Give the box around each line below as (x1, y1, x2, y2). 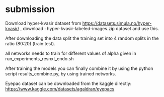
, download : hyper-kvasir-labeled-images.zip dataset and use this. (20, 25, 159, 31)
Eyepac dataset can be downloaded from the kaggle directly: (5, 80, 132, 86)
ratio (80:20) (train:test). (5, 40, 55, 46)
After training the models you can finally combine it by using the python (5, 65, 153, 71)
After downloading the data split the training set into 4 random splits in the (5, 35, 159, 41)
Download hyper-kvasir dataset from (5, 20, 81, 26)
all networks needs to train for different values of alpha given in (5, 50, 137, 56)
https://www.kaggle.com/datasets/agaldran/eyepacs (5, 85, 115, 91)
